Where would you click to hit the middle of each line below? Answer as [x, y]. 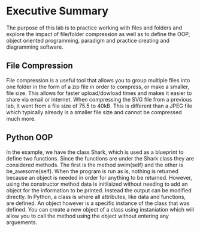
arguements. [22, 222]
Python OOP [30, 137]
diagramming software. [35, 47]
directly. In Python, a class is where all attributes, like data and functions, [96, 197]
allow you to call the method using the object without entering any [88, 216]
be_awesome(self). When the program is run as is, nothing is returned [92, 171]
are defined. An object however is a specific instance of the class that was [98, 203]
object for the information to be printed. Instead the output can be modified [99, 190]
